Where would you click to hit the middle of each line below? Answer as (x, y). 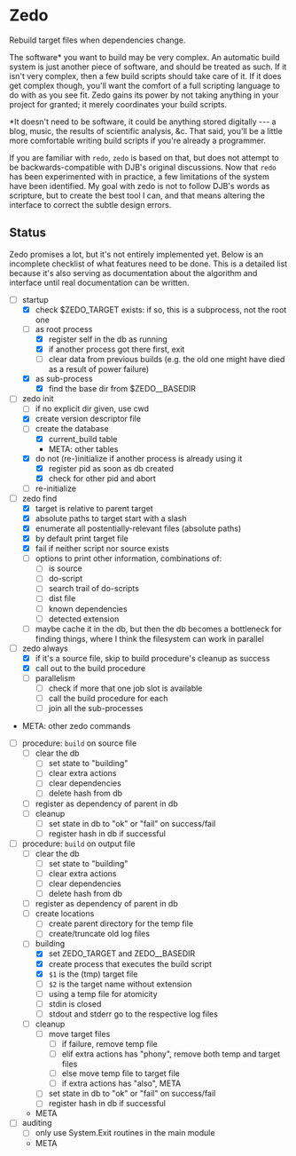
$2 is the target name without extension (120, 984)
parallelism (55, 678)
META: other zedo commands (76, 726)
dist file (62, 598)
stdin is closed (75, 1003)
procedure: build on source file (79, 743)
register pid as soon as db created (111, 468)
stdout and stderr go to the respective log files (133, 1014)
